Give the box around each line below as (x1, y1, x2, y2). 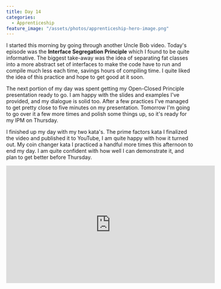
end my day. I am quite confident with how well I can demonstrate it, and (6, 147, 184, 155)
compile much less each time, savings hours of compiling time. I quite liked (6, 67, 191, 75)
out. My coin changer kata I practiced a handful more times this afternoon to (6, 141, 194, 148)
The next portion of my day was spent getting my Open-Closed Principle (6, 85, 185, 93)
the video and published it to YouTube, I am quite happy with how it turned (6, 135, 189, 142)
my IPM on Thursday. (6, 117, 58, 124)
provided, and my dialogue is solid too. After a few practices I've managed (6, 98, 189, 105)
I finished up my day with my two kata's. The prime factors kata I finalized (6, 128, 188, 136)
